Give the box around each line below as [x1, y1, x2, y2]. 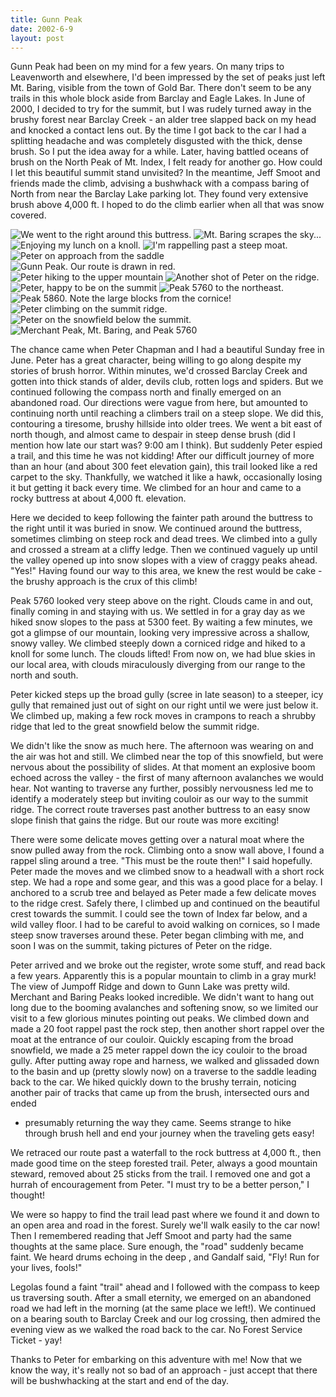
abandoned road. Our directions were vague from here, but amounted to [10, 397, 308, 409]
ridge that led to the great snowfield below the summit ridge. [10, 721, 260, 733]
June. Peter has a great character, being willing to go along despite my [10, 354, 302, 366]
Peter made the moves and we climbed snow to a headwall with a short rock [10, 866, 325, 878]
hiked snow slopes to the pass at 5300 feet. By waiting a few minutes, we [10, 616, 313, 628]
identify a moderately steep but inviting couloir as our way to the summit [10, 793, 309, 805]
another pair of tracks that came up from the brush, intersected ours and [10, 1087, 310, 1099]
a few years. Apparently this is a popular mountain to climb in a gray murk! [10, 970, 317, 982]
